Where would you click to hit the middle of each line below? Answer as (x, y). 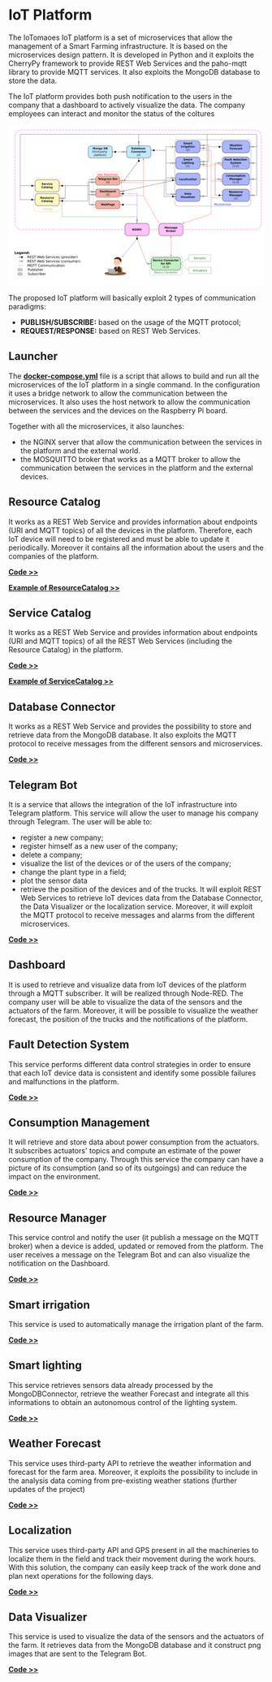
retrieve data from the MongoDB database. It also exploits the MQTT (123, 735)
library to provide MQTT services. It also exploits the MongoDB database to (134, 71)
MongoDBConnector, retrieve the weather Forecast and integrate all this (129, 1394)
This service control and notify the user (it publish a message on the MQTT (134, 1238)
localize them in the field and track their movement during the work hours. (132, 1559)
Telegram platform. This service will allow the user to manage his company (134, 813)
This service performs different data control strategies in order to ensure (130, 1064)
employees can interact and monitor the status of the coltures (112, 113)
